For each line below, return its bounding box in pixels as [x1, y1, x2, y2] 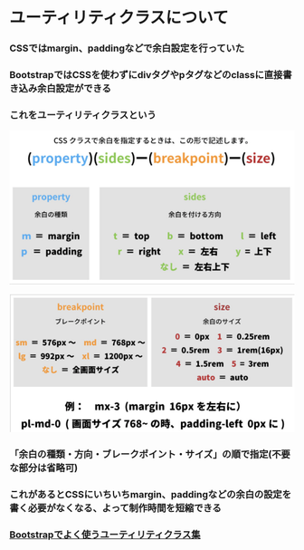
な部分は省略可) [9, 462, 79, 475]
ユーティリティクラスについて [9, 7, 229, 28]
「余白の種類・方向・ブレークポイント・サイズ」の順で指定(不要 [9, 449, 291, 461]
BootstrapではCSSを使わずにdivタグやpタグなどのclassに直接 [9, 69, 283, 82]
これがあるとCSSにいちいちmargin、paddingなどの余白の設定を [9, 488, 292, 501]
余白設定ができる [37, 82, 111, 95]
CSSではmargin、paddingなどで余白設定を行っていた [9, 42, 245, 54]
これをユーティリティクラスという [9, 109, 157, 121]
